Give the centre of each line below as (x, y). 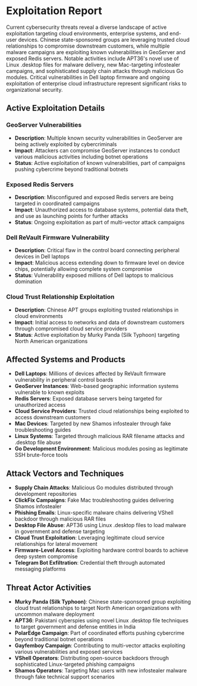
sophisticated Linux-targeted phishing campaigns (75, 664)
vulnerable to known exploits (49, 392)
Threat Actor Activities (49, 587)
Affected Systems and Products (66, 359)
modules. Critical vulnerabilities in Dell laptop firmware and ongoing (88, 77)
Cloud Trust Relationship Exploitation (60, 297)
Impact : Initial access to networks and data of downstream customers (99, 322)
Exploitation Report (54, 11)
